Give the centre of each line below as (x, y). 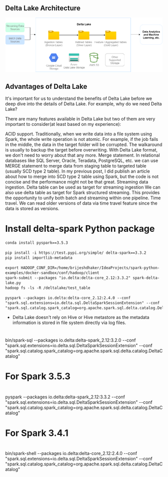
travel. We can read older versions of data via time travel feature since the (81, 203)
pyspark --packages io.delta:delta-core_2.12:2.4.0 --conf (68, 298)
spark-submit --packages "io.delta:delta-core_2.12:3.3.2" (68, 278)
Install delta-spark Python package (80, 229)
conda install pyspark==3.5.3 (37, 243)
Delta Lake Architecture (43, 8)
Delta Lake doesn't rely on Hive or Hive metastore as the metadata (81, 317)
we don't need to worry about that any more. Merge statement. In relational (82, 155)
